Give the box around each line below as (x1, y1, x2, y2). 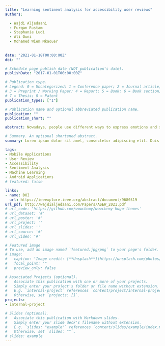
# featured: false (5, 179, 43, 184)
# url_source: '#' (5, 229, 43, 234)
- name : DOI (5, 192, 29, 197)
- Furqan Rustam (9, 25, 43, 30)
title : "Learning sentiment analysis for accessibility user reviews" (5, 7, 153, 12)
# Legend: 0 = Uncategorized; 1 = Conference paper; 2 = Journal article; (5, 84, 162, 89)
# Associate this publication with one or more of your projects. (5, 279, 148, 284)
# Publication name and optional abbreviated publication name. (5, 107, 139, 112)
